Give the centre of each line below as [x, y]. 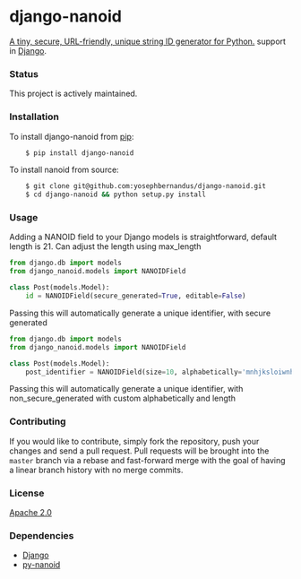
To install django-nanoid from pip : [72, 136]
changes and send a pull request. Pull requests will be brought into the [139, 451]
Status [24, 73]
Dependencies [42, 535]
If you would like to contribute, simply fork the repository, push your [134, 441]
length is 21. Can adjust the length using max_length [105, 246]
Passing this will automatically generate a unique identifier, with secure [140, 313]
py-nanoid [41, 565]
